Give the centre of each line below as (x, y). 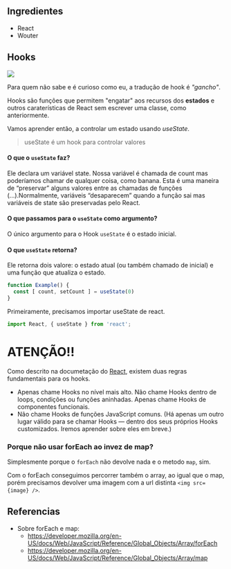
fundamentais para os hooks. (49, 378)
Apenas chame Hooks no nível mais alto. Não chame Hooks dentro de (117, 392)
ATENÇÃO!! (41, 352)
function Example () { (38, 286)
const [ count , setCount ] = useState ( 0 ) (74, 292)
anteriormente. (28, 115)
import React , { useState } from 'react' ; (69, 324)
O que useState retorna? (42, 250)
